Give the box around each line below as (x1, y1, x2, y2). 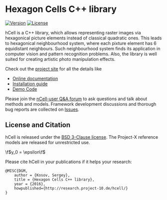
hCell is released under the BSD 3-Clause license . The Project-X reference (5, 134, 159, 140)
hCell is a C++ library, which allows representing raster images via (5, 29, 141, 35)
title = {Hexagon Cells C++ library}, (14, 177, 95, 182)
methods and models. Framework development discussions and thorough (5, 101, 157, 107)
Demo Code (12, 86, 37, 92)
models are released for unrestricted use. (5, 139, 90, 145)
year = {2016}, (14, 181, 46, 187)
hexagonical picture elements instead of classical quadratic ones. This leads (5, 35, 162, 41)
